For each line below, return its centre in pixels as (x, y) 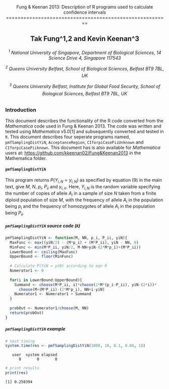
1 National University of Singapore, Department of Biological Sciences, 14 (85, 52)
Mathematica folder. (26, 158)
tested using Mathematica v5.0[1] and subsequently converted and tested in (84, 131)
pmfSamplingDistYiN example (35, 329)
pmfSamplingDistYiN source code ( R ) (43, 226)
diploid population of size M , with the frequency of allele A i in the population (84, 200)
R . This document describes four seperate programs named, (68, 137)
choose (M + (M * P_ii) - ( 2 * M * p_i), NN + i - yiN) (62, 289)
